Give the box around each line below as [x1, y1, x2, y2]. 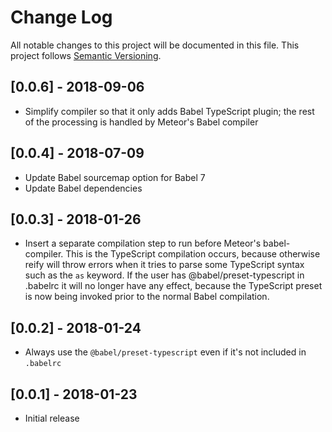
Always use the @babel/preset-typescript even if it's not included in [24, 346, 307, 358]
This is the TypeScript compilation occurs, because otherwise [65, 248, 321, 260]
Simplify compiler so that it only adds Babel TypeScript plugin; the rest [24, 105, 315, 117]
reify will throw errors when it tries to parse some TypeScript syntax [24, 259, 305, 271]
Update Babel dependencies [24, 182, 143, 194]
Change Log [10, 6, 113, 29]
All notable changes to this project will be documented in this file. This [10, 39, 300, 51]
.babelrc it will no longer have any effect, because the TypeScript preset [24, 280, 323, 292]
